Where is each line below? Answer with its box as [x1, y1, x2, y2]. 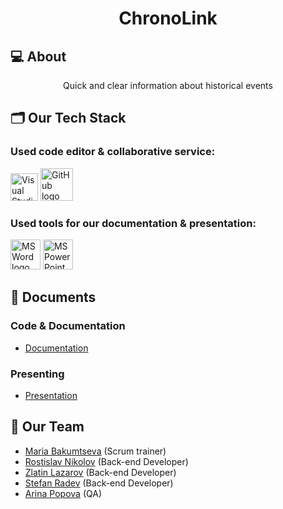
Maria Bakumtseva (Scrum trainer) [24, 445, 167, 457]
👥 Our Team [10, 418, 85, 436]
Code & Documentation [10, 319, 126, 333]
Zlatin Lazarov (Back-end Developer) [24, 466, 177, 478]
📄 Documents [10, 289, 97, 306]
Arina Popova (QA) [24, 487, 102, 499]
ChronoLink [118, 7, 218, 30]
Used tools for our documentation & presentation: [10, 216, 257, 230]
